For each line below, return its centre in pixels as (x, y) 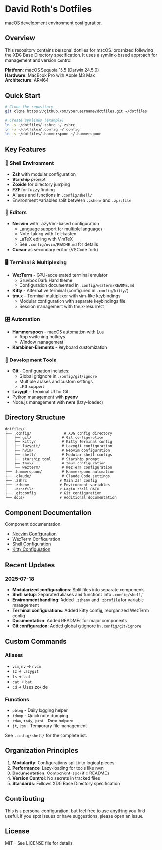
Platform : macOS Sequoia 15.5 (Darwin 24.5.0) (52, 70)
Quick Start (23, 96)
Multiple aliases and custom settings (56, 381)
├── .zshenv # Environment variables (58, 485)
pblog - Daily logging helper (40, 710)
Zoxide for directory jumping (41, 184)
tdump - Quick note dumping (40, 715)
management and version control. (39, 60)
